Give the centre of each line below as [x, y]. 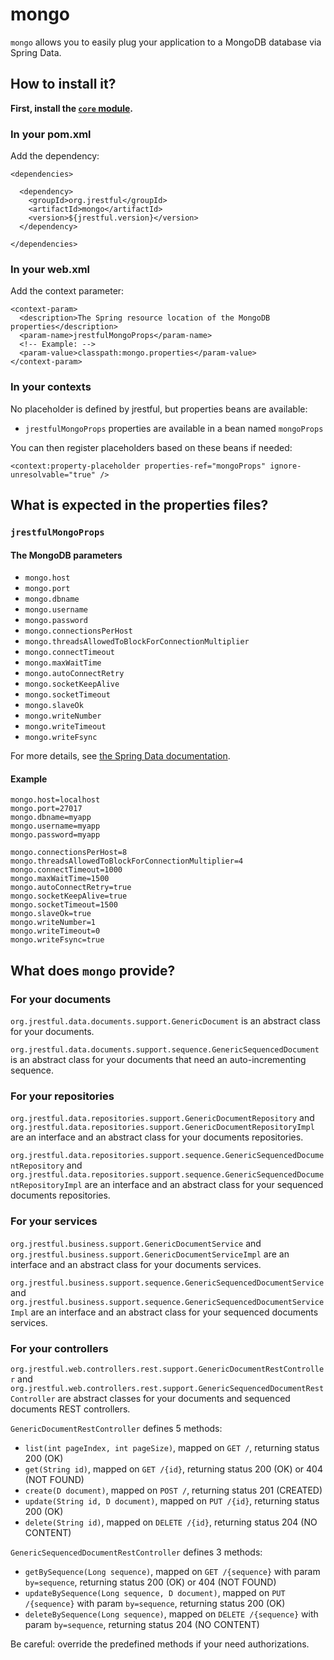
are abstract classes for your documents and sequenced [174, 1398]
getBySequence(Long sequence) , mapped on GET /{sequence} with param [172, 1571]
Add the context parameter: [67, 291]
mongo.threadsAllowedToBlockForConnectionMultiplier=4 [127, 861]
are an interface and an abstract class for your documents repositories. [157, 1137]
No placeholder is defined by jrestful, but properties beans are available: [159, 409]
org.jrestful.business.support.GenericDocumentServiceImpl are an [150, 1254]
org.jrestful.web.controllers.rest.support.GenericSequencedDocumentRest [167, 1388]
